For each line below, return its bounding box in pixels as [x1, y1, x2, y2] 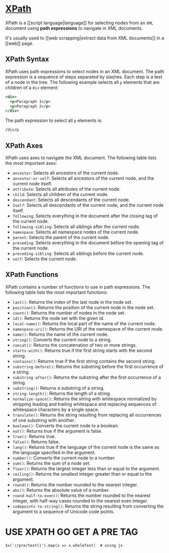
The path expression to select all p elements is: [5, 117, 102, 124]
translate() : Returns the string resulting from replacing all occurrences [12, 411, 161, 418]
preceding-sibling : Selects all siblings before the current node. [12, 250, 145, 256]
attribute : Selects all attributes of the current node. [12, 186, 121, 192]
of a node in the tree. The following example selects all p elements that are [5, 79, 160, 85]
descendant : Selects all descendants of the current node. [12, 197, 130, 203]
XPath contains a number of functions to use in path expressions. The [5, 284, 150, 290]
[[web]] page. [5, 40, 34, 46]
